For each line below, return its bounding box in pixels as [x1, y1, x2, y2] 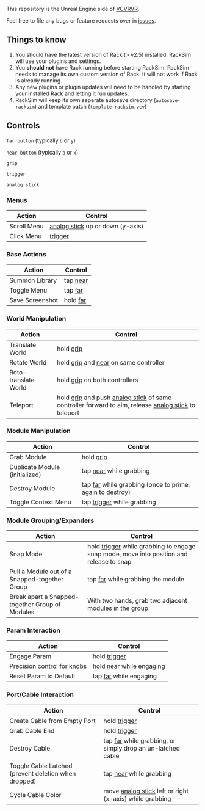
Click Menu [9, 231, 42, 240]
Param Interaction [6, 626, 61, 635]
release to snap [87, 558, 132, 566]
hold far [63, 296, 87, 305]
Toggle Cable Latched [9, 762, 73, 770]
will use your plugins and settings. [15, 57, 101, 65]
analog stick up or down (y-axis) [49, 222, 144, 230]
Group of [35, 600, 61, 609]
